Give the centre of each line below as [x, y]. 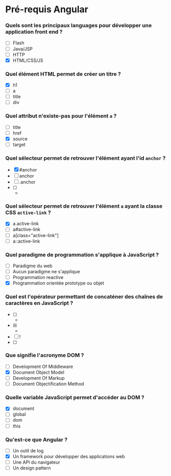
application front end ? [34, 32]
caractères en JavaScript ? [39, 303]
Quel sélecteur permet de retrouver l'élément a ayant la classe [84, 206]
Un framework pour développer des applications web [69, 456]
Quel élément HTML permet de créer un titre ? [63, 74]
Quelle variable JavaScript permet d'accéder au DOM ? [75, 397]
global [19, 414]
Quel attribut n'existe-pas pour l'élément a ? [61, 116]
